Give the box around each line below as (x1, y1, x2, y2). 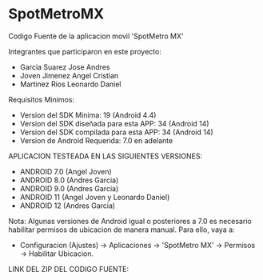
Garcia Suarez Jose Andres (19, 62, 110, 72)
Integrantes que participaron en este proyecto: (8, 46, 161, 56)
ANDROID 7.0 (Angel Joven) (19, 166, 112, 176)
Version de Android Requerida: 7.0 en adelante (19, 135, 173, 145)
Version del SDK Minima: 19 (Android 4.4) (19, 110, 157, 120)
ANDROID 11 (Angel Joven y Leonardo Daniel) (19, 192, 170, 202)
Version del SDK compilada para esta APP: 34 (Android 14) (19, 127, 213, 137)
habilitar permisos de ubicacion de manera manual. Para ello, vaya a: (8, 225, 235, 234)
